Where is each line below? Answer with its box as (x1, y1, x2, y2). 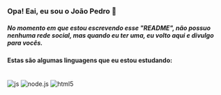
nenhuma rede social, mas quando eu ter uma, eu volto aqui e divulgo (7, 31, 214, 39)
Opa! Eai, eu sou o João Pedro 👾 (7, 6, 117, 16)
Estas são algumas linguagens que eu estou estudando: (7, 56, 173, 64)
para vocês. (7, 38, 43, 47)
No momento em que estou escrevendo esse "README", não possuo (7, 24, 211, 32)
